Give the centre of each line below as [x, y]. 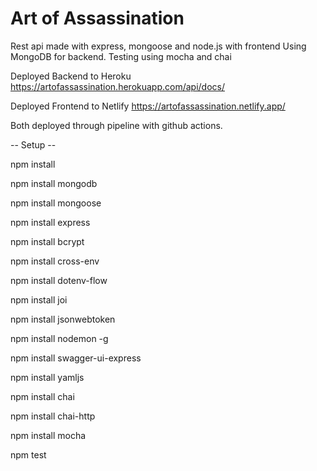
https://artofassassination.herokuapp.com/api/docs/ [117, 86]
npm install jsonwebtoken [63, 319]
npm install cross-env [55, 261]
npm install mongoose [56, 203]
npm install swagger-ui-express [76, 358]
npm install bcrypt [47, 241]
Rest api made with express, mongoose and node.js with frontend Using [158, 46]
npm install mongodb [54, 183]
